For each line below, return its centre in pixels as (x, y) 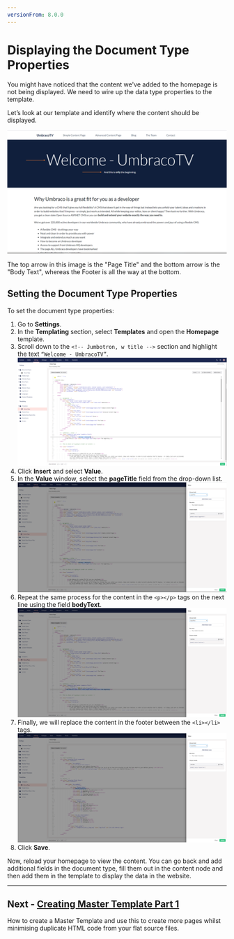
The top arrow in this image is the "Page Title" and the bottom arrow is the (114, 264)
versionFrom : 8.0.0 (36, 15)
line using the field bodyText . (60, 604)
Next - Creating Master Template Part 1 (93, 904)
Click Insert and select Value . (60, 472)
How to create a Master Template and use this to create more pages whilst (114, 921)
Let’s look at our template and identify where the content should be (103, 112)
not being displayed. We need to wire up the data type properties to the (110, 91)
